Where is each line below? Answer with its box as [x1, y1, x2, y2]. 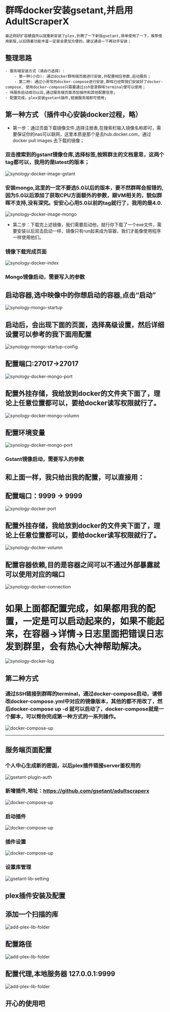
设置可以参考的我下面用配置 [5, 330, 92, 339]
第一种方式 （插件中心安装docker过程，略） [5, 110, 142, 119]
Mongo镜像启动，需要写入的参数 [5, 274, 85, 281]
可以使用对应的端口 [5, 570, 65, 578]
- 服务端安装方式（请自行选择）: [5, 68, 65, 73]
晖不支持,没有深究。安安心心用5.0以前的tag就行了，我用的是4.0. [5, 199, 162, 206]
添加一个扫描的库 [5, 910, 59, 919]
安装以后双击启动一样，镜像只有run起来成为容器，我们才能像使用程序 [17, 228, 161, 234]
